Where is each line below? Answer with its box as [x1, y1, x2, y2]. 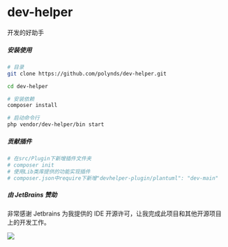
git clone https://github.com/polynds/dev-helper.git [7, 70, 167, 77]
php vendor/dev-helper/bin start [7, 121, 105, 128]
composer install [7, 102, 58, 109]
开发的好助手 [7, 28, 44, 36]
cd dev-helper [7, 83, 49, 90]
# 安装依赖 [7, 95, 35, 102]
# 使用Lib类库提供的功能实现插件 [7, 168, 91, 175]
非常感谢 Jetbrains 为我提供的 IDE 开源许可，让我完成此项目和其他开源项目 [7, 209, 222, 218]
